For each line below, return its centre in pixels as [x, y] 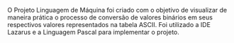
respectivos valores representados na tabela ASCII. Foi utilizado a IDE [109, 25]
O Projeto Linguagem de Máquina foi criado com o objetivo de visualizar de [117, 10]
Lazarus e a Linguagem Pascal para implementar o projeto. [93, 32]
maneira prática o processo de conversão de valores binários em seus [110, 17]
